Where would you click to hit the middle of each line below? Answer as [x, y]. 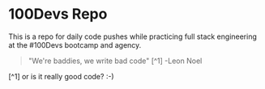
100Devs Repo [58, 14]
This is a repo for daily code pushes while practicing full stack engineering [133, 36]
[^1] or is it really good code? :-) [62, 76]
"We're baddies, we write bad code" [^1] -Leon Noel [115, 61]
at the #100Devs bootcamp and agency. [75, 44]
